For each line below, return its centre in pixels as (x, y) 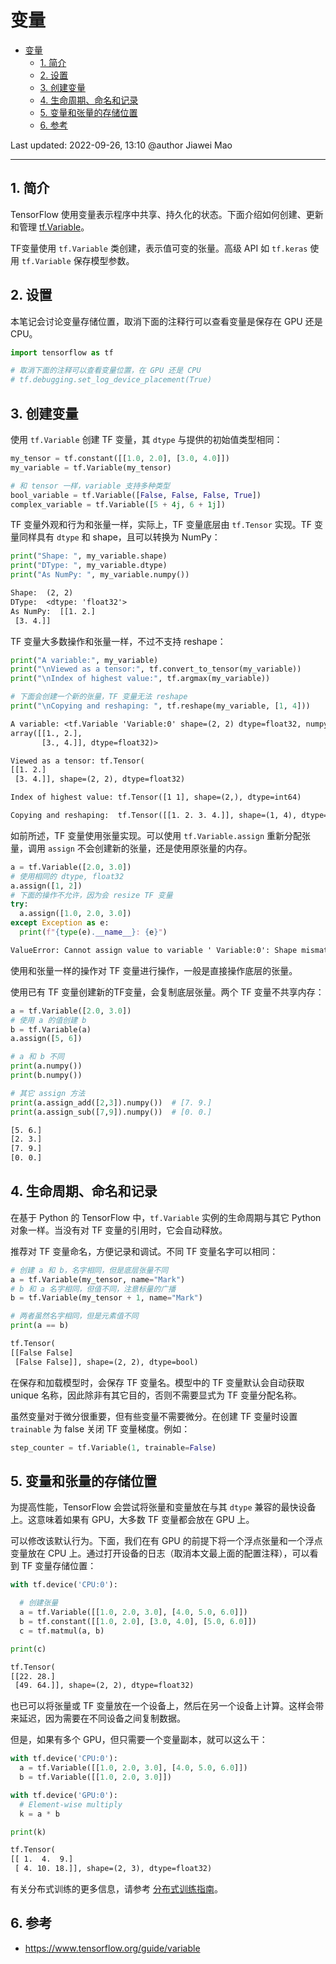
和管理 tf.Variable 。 (50, 227)
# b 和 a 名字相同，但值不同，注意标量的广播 (93, 1289)
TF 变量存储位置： (59, 1566)
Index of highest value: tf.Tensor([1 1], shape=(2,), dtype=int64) (156, 797)
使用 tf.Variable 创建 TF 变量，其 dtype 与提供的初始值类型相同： (146, 439)
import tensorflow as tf (62, 352)
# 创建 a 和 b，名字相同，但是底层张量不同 (89, 1270)
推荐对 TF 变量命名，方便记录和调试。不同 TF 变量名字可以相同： (144, 1251)
